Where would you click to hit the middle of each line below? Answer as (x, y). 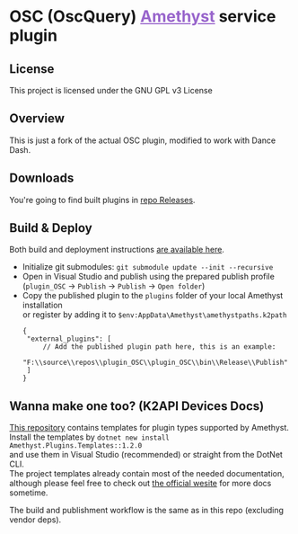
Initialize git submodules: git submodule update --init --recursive (148, 267)
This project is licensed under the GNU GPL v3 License (111, 90)
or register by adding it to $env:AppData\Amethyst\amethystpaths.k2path (154, 315)
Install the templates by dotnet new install (90, 437)
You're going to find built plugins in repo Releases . (102, 200)
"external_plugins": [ (69, 339)
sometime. (29, 493)
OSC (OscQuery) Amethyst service (143, 17)
